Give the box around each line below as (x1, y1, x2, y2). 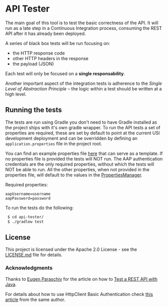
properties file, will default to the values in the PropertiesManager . (5, 172, 143, 178)
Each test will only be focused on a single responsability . (5, 70, 125, 76)
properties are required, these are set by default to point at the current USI (5, 130, 160, 136)
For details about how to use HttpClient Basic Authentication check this (5, 291, 153, 297)
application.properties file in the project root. (5, 140, 102, 146)
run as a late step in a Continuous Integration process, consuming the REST (5, 25, 162, 31)
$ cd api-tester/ (7, 214, 44, 220)
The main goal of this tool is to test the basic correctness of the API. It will (5, 20, 159, 26)
